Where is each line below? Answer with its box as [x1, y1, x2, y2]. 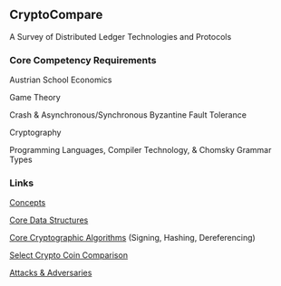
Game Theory [9, 92, 61, 103]
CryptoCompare [9, 7, 103, 23]
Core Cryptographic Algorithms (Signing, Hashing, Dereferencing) [9, 233, 256, 243]
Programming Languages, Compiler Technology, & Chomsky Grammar [9, 145, 272, 156]
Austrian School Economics [9, 74, 112, 85]
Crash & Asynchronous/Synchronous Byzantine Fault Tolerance [9, 110, 247, 120]
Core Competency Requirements [9, 53, 157, 66]
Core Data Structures [9, 214, 89, 225]
